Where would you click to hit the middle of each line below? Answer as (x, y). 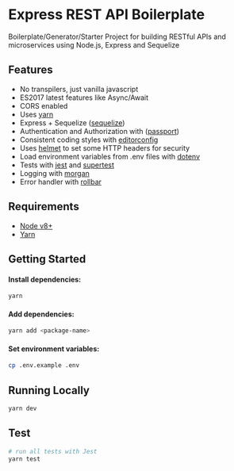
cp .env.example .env (44, 366)
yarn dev (23, 408)
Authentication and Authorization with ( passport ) (100, 131)
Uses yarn (36, 114)
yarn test (25, 459)
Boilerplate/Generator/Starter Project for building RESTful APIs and (117, 36)
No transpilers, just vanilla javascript (79, 89)
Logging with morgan (54, 173)
